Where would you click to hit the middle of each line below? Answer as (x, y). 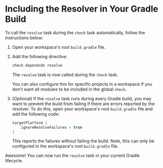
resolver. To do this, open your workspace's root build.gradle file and (82, 109)
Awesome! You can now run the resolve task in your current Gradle (72, 155)
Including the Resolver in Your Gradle (82, 9)
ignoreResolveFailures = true (52, 127)
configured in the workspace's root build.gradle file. (65, 146)
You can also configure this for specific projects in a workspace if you (82, 84)
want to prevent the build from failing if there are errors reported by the (83, 104)
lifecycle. (14, 161)
